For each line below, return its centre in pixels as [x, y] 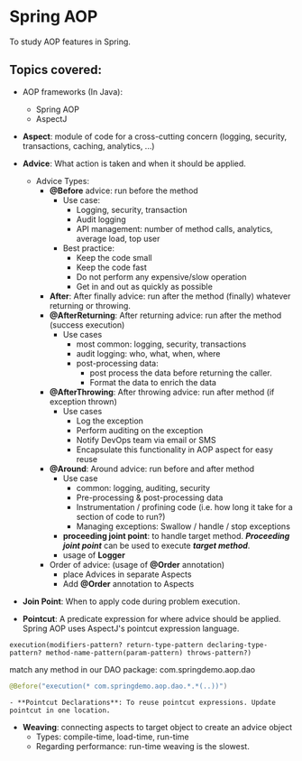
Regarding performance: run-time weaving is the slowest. [142, 746]
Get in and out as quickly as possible [145, 286]
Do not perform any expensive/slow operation [161, 276]
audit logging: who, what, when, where [148, 353]
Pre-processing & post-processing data [150, 497]
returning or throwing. [90, 305]
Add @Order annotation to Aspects [128, 583]
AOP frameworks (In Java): [73, 91]
